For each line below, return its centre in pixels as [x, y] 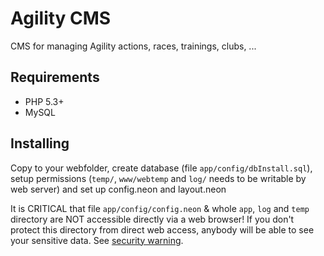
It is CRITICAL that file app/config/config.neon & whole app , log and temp [160, 208]
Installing [40, 143]
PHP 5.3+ [44, 101]
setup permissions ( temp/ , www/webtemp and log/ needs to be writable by [158, 178]
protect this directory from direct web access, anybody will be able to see [162, 229]
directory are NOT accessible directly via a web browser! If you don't [152, 219]
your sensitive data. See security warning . [97, 240]
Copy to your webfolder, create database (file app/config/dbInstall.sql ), [161, 168]
